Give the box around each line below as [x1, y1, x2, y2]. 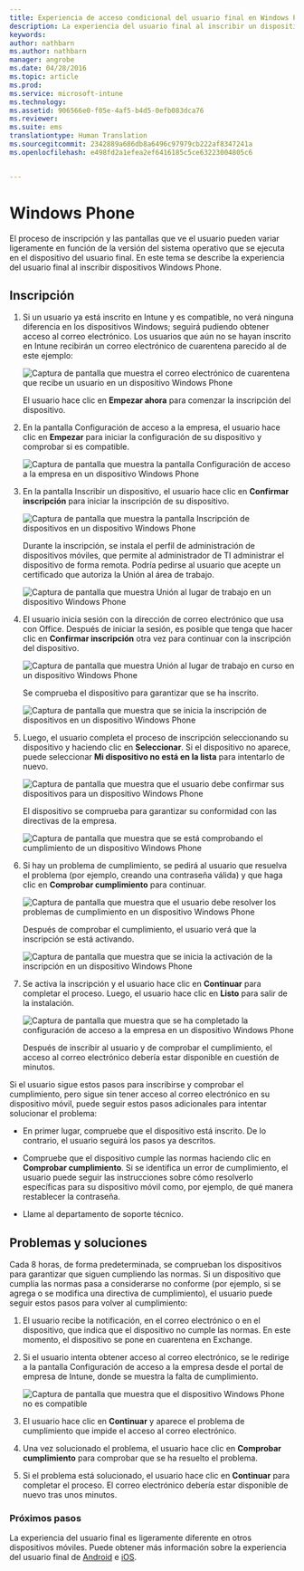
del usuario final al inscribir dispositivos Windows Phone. [9, 262, 222, 273]
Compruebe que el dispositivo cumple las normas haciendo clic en [22, 1153, 271, 1164]
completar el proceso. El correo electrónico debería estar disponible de [22, 1480, 289, 1490]
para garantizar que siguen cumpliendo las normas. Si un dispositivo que [9, 1269, 281, 1279]
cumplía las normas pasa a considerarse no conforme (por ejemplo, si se [9, 1279, 281, 1289]
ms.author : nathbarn [9, 47, 88, 56]
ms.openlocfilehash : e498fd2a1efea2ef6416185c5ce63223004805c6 [9, 148, 253, 157]
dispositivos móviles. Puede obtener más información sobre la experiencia [9, 1542, 287, 1553]
